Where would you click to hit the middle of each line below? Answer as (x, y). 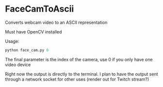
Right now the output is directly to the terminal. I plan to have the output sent (81, 74)
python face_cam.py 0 (27, 50)
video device (18, 65)
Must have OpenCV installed (33, 32)
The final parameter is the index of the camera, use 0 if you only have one (79, 59)
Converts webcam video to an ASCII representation (56, 22)
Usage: (12, 41)
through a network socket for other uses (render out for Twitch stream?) (77, 79)
